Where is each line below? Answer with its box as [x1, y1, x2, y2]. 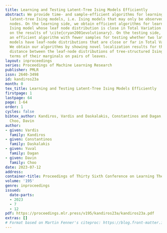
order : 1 [5, 105, 23, 110]
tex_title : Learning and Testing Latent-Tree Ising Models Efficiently [5, 86, 157, 91]
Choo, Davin [9, 118, 35, 123]
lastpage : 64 [5, 95, 32, 100]
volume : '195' [5, 179, 35, 184]
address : [5, 169, 23, 174]
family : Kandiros [9, 132, 46, 137]
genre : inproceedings [5, 183, 50, 188]
